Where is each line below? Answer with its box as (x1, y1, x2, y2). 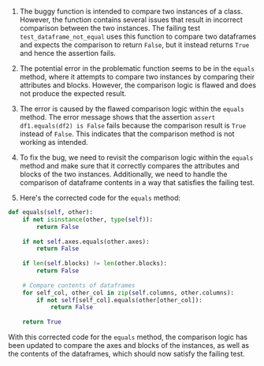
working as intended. (19, 138, 88, 146)
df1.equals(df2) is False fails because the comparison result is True (19, 121, 247, 130)
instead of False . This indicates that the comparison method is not (19, 129, 235, 139)
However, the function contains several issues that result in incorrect (19, 15, 243, 24)
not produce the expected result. (19, 89, 127, 98)
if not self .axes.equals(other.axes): (22, 238, 150, 246)
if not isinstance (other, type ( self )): (22, 216, 154, 224)
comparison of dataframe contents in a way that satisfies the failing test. (19, 178, 255, 187)
